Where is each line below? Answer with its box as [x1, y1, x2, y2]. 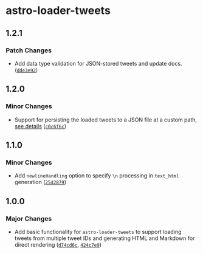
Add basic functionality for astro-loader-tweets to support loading [14, 228, 182, 235]
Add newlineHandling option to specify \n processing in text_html [14, 172, 180, 179]
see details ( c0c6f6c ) [14, 122, 67, 129]
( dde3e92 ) [14, 66, 38, 74]
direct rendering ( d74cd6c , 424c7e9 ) [14, 241, 101, 248]
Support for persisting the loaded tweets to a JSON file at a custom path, [14, 116, 198, 123]
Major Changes [5, 214, 52, 222]
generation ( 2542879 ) [14, 179, 67, 186]
